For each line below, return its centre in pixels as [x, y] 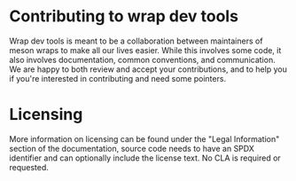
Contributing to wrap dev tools [124, 16]
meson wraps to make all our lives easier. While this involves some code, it [145, 50]
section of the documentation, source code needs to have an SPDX [132, 148]
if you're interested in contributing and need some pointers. [118, 78]
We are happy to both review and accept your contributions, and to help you [148, 69]
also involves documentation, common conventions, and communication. [143, 59]
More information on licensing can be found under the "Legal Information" [144, 138]
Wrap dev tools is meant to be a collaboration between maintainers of [136, 41]
